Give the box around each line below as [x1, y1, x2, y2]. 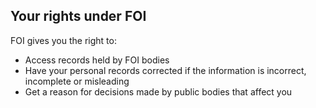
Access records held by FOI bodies [24, 54, 170, 66]
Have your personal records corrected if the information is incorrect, [24, 64, 307, 76]
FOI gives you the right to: [10, 34, 117, 46]
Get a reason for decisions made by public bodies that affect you [24, 85, 293, 98]
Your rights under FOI [10, 8, 147, 25]
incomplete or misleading [24, 75, 130, 87]
